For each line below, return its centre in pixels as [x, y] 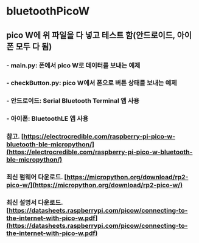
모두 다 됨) [34, 46]
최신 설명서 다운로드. [35, 203]
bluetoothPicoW [48, 11]
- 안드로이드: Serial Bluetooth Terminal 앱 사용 [73, 101]
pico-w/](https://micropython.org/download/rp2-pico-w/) [95, 185]
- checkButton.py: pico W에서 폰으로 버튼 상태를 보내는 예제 [92, 83]
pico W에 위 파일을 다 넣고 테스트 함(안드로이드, [91, 35]
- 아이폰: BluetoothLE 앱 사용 [47, 118]
